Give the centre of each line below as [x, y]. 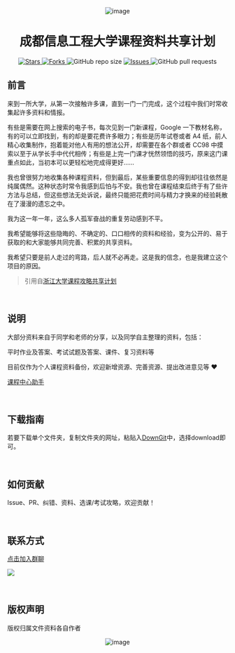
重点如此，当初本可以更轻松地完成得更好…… [71, 162]
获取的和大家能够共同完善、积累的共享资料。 [72, 242]
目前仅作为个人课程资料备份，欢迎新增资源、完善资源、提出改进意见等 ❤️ [113, 367]
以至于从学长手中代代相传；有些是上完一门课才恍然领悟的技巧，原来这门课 [120, 153]
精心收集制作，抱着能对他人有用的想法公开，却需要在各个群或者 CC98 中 [112, 145]
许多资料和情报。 [44, 112]
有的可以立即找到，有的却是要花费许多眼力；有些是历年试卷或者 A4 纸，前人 [117, 136]
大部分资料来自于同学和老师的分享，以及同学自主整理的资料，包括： [105, 337]
